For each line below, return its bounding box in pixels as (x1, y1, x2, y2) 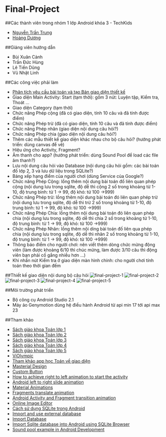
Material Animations (12, 384, 53, 390)
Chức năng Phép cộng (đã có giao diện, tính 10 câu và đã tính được (12, 110, 149, 116)
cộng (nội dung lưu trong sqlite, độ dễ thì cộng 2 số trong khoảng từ (12, 183, 151, 189)
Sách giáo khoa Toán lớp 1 (12, 326, 66, 332)
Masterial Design (12, 363, 47, 369)
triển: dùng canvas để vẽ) (12, 141, 65, 147)
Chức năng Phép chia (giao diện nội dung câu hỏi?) (12, 131, 117, 137)
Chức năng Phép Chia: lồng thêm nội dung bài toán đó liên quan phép (12, 210, 155, 216)
